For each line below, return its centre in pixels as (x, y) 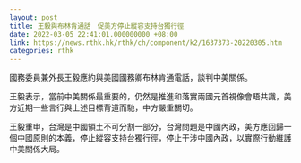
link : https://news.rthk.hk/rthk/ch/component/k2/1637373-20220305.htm (146, 43)
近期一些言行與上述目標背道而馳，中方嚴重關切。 (107, 107)
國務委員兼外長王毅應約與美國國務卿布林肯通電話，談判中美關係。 (131, 78)
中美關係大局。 (37, 150)
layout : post (34, 17)
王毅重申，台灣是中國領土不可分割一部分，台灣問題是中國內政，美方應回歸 (146, 127)
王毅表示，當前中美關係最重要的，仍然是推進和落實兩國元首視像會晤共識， (146, 97)
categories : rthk (42, 51)
